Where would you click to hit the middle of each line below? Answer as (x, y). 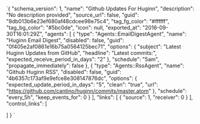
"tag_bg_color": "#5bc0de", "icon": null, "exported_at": (74, 27)
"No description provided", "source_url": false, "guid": (73, 15)
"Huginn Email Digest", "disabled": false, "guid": (65, 40)
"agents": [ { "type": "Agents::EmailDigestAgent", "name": (116, 34)
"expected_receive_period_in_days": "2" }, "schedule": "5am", (83, 59)
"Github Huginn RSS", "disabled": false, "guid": (64, 72)
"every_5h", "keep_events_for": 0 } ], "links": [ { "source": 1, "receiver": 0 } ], (100, 97)
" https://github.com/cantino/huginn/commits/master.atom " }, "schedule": (96, 91)
